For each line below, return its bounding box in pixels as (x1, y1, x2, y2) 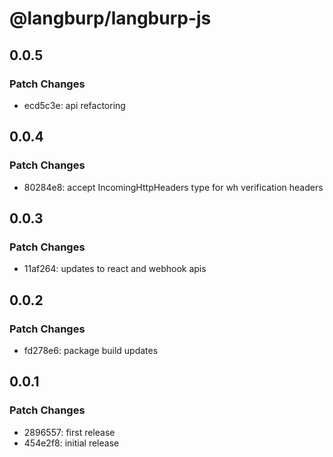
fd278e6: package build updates (23, 344, 159, 356)
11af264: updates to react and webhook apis (23, 263, 207, 275)
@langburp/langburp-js (9, 7, 212, 30)
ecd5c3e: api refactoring (23, 99, 126, 111)
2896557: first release (23, 426, 116, 438)
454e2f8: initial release (23, 437, 120, 449)
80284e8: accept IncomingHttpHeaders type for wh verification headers (23, 181, 324, 193)
